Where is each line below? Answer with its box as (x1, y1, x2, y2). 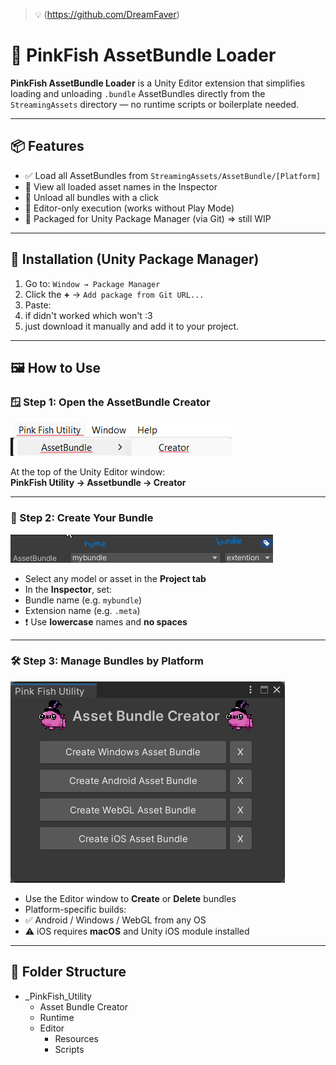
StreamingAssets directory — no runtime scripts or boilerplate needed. (10, 98, 300, 110)
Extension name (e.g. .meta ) (24, 604, 141, 616)
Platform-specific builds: (24, 903, 127, 915)
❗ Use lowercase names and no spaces (24, 615, 188, 628)
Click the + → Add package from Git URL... (24, 288, 205, 300)
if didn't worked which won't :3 (24, 309, 153, 321)
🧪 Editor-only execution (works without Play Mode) (24, 202, 235, 214)
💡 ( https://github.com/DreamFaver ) (34, 9, 180, 20)
